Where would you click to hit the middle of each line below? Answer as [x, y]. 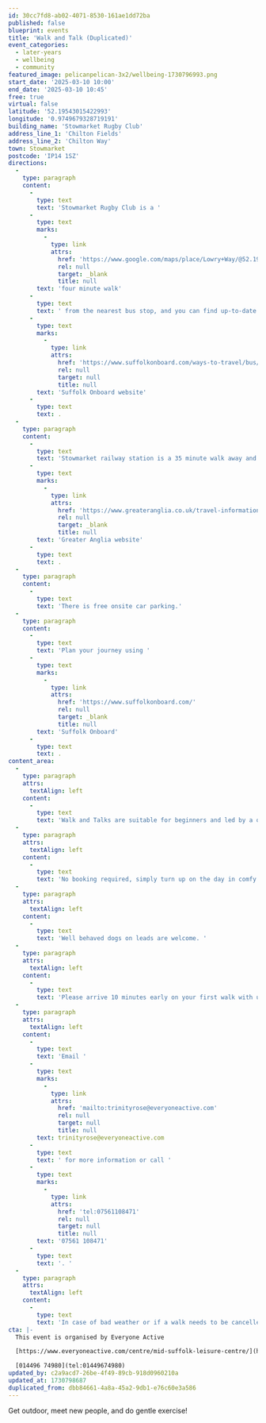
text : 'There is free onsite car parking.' [109, 606]
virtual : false [33, 104]
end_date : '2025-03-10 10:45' [58, 89]
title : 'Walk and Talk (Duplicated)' [70, 38]
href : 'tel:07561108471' [99, 1212]
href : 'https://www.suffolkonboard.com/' [127, 702]
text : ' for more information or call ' [104, 1160]
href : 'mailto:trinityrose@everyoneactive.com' [138, 1109]
